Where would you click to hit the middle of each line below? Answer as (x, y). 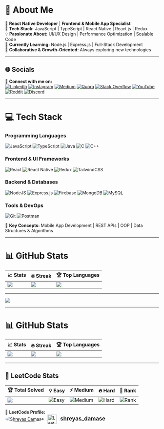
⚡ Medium (82, 390)
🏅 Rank (128, 391)
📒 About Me (29, 10)
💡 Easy (57, 391)
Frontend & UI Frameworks (37, 159)
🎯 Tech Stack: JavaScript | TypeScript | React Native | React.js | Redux (76, 28)
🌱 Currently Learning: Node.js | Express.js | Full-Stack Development (74, 44)
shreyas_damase (83, 418)
